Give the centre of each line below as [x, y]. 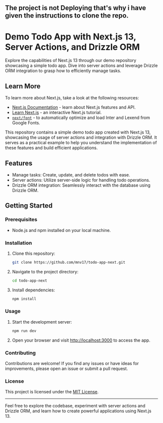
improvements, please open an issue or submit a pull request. [66, 369]
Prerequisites [21, 220]
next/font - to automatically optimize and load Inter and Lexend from [81, 118]
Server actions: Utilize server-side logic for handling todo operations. [81, 180]
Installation [19, 243]
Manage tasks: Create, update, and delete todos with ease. [71, 174]
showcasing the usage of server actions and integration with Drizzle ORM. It [81, 137]
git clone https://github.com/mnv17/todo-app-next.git [69, 262]
